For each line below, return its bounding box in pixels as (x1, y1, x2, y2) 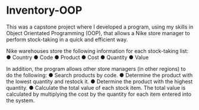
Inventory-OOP (6, 4, 83, 17)
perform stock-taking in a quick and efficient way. (6, 36, 128, 43)
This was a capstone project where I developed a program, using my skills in (6, 23, 194, 30)
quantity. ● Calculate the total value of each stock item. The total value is (6, 84, 186, 91)
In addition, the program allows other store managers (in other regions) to (6, 65, 186, 72)
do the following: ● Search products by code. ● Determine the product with (6, 71, 193, 78)
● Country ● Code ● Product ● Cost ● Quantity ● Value (6, 54, 149, 61)
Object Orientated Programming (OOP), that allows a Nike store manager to (6, 29, 190, 36)
